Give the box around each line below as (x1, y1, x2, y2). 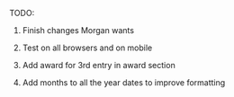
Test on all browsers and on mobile (22, 42, 153, 53)
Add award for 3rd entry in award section (22, 60, 175, 70)
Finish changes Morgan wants (22, 25, 135, 35)
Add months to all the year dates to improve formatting (22, 77, 226, 88)
